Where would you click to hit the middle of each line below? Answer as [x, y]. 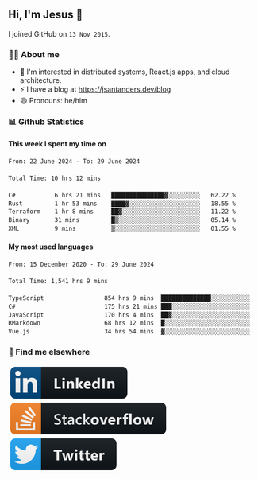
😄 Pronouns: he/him [53, 101]
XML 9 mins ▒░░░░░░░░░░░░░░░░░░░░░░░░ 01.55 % [122, 229]
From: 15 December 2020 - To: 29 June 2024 [81, 265]
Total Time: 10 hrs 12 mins [55, 178]
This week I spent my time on [58, 143]
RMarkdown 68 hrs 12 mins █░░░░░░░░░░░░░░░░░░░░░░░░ [129, 323]
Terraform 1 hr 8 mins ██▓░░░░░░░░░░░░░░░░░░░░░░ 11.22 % [122, 212]
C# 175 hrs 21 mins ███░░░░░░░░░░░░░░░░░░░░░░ [129, 306]
